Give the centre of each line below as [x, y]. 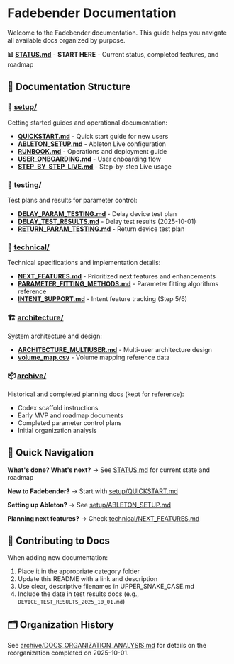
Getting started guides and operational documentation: [88, 123]
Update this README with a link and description [88, 579]
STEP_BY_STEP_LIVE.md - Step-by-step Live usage [95, 166]
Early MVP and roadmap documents [71, 415]
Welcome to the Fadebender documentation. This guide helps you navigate [117, 33]
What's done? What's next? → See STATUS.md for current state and [109, 470]
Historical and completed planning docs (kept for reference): [96, 394]
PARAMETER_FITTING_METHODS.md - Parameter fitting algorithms [118, 284]
